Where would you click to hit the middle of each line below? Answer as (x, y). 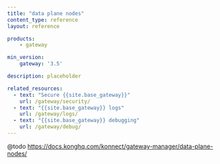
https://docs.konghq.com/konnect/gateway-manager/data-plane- (120, 146)
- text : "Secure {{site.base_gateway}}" (72, 95)
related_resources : (35, 89)
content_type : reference (43, 20)
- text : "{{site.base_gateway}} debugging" (76, 121)
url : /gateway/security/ (55, 101)
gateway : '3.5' (41, 64)
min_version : (26, 58)
